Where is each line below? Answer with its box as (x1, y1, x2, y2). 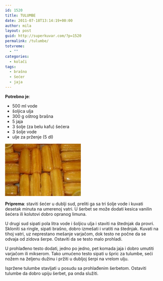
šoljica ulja (12, 108, 34, 114)
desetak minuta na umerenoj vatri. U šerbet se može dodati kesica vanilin (5, 206, 152, 211)
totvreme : (5, 44, 25, 49)
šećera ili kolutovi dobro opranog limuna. (5, 211, 87, 217)
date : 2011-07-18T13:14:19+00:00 (5, 18, 73, 23)
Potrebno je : (5, 93, 30, 99)
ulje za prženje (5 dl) (12, 134, 54, 140)
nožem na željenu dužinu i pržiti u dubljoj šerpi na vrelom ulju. (5, 256, 129, 262)
